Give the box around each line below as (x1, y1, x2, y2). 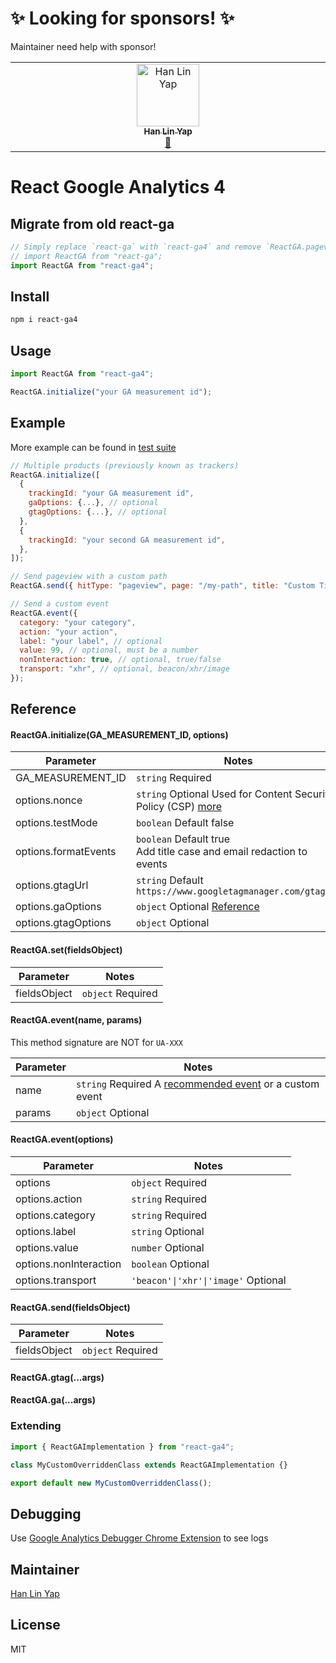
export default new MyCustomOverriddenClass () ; (10, 1478, 213, 1488)
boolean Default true (135, 832, 231, 846)
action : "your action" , (19, 627, 118, 637)
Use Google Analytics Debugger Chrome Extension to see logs (10, 1532, 269, 1544)
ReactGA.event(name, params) (10, 1014, 143, 1026)
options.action (15, 1192, 83, 1206)
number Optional (131, 1241, 205, 1255)
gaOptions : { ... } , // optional (28, 498, 159, 508)
